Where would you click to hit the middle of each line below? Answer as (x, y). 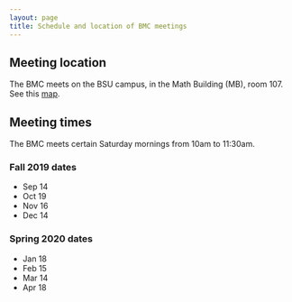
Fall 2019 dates (43, 168)
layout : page (34, 18)
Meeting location (58, 63)
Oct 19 (34, 197)
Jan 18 (35, 259)
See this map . (35, 94)
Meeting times (51, 122)
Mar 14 (35, 278)
